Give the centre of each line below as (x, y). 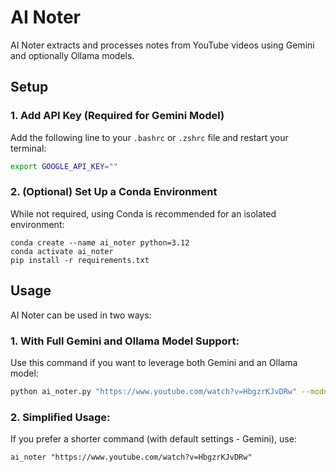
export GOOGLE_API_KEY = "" (64, 166)
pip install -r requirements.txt (80, 260)
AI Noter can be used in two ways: (81, 315)
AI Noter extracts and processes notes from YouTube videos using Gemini (162, 45)
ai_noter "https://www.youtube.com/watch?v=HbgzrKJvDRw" (131, 457)
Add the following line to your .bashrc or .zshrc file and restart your (149, 137)
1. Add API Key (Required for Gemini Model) (117, 116)
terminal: (28, 148)
